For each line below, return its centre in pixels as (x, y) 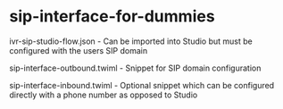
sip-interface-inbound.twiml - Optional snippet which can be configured (142, 85)
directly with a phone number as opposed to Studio (104, 95)
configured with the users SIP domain (79, 50)
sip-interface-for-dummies (112, 17)
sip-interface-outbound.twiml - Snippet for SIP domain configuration (135, 68)
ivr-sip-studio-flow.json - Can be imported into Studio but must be (131, 41)
